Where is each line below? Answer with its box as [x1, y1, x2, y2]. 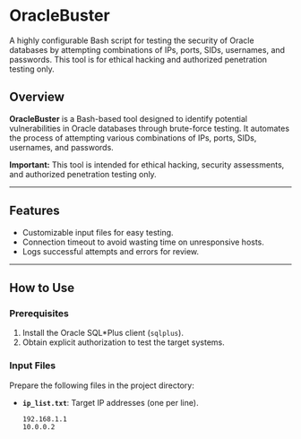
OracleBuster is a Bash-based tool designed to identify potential [9, 113, 248, 124]
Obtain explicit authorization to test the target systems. [21, 337, 226, 348]
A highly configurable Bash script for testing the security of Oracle [9, 35, 254, 46]
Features [9, 203, 60, 219]
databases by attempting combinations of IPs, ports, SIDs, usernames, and [9, 44, 285, 55]
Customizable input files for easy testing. [21, 227, 174, 237]
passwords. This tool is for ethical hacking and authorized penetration [9, 54, 267, 65]
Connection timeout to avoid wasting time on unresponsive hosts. [21, 237, 264, 247]
